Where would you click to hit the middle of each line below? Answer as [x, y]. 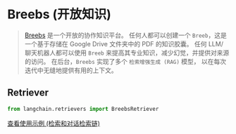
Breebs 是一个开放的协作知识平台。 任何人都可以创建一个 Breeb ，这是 [125, 35]
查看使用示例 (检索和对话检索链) [54, 123]
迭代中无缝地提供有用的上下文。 [71, 70]
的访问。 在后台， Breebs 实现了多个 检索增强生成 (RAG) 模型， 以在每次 [125, 61]
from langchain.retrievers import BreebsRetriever [83, 109]
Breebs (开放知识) [59, 14]
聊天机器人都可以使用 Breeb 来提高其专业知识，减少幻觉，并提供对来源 [127, 53]
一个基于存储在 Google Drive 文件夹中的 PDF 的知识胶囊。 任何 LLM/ [124, 43]
